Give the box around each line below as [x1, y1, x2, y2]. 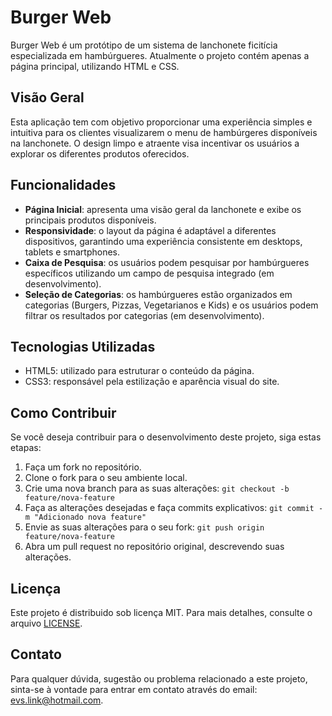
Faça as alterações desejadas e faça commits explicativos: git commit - [24, 502, 324, 514]
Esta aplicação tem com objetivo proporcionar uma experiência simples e [10, 116, 313, 128]
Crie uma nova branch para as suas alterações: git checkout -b [24, 482, 290, 495]
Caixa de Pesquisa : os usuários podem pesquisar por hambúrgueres [24, 256, 310, 268]
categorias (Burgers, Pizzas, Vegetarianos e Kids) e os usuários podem [24, 299, 319, 311]
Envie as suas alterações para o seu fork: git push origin [24, 521, 265, 533]
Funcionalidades [10, 177, 117, 194]
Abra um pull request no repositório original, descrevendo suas [24, 541, 285, 553]
